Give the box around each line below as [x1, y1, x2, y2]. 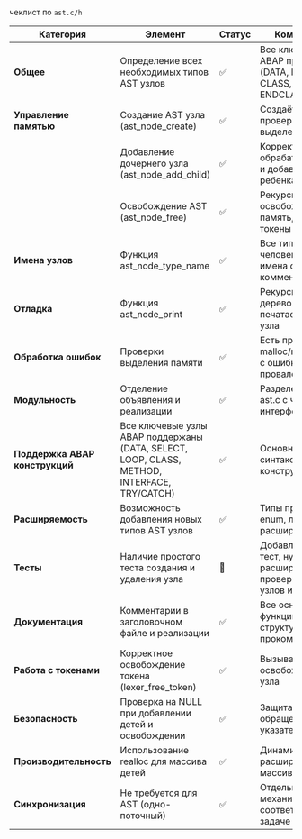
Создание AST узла [120, 109, 206, 121]
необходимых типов [120, 66, 209, 78]
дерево [259, 296, 292, 309]
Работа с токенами [13, 664, 101, 676]
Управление [13, 109, 69, 121]
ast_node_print [120, 308, 183, 320]
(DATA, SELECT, [120, 442, 189, 454]
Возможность [120, 502, 182, 514]
